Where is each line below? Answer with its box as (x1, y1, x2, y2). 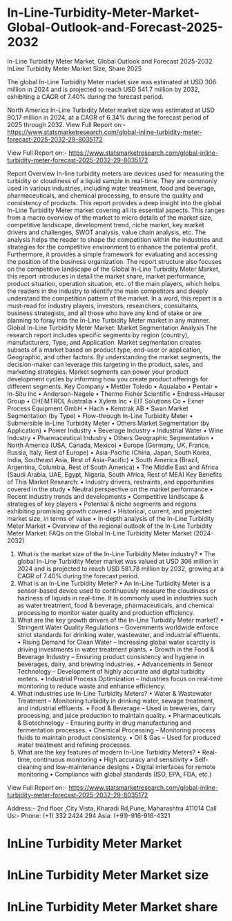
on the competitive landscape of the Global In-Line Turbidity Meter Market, (7, 265, 220, 273)
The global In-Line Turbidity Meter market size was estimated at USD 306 (7, 77, 217, 86)
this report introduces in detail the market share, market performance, (7, 272, 206, 281)
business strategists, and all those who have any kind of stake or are (7, 309, 202, 317)
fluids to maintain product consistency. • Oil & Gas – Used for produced (17, 733, 221, 741)
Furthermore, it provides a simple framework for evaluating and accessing (7, 250, 217, 258)
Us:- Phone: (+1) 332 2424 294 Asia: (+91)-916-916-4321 (7, 811, 171, 819)
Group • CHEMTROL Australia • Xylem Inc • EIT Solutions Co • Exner (7, 397, 204, 405)
